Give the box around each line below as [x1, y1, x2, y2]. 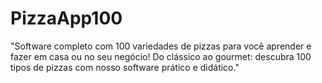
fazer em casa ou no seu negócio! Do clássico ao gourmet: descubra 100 [10, 50, 312, 62]
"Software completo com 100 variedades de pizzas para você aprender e [10, 40, 312, 52]
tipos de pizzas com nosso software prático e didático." [10, 61, 240, 73]
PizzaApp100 [10, 7, 123, 30]
